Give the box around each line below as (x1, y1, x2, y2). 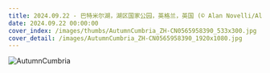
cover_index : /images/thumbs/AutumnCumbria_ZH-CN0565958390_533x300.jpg (8, 26, 257, 34)
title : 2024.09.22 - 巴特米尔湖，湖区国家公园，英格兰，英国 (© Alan (8, 11, 223, 20)
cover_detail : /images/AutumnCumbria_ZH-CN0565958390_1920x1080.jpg (8, 34, 243, 43)
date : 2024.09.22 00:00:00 (8, 19, 99, 27)
